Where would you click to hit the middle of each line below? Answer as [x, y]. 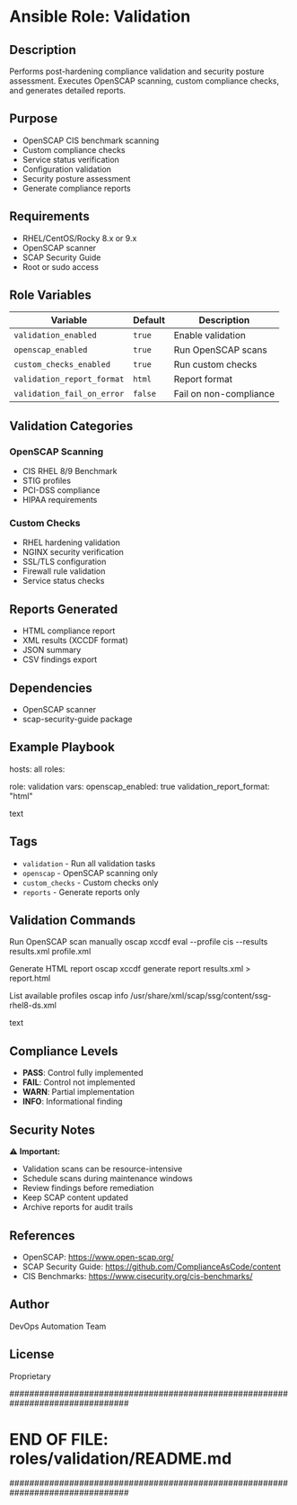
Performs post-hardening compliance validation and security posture [137, 71]
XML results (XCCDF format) [75, 641]
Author [29, 1305]
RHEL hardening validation [71, 542]
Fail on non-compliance [224, 394]
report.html [30, 979]
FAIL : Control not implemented [79, 1082]
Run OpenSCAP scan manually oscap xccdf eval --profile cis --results [139, 942]
